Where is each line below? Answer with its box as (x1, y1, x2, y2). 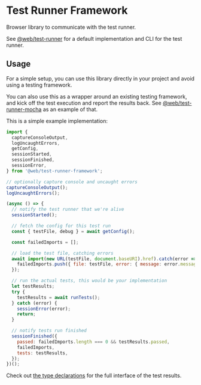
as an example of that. (42, 106, 98, 113)
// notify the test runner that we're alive (11, 207, 124, 213)
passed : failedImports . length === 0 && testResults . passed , (17, 339, 170, 345)
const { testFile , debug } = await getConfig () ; (11, 228, 135, 234)
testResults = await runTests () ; (17, 294, 100, 300)
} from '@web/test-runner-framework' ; (6, 168, 103, 174)
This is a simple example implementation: (6, 117, 108, 124)
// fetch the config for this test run (11, 223, 111, 229)
